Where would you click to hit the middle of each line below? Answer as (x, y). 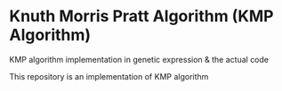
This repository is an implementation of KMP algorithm (109, 76)
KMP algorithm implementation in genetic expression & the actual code (139, 59)
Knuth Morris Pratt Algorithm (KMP (141, 16)
